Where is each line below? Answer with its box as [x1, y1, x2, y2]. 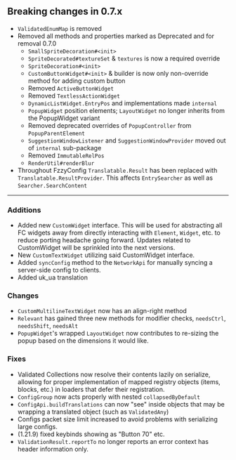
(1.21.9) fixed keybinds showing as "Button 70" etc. [17, 430, 165, 438]
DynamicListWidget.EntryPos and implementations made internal [27, 98, 218, 107]
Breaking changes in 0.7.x [7, 6, 123, 18]
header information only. [17, 445, 89, 453]
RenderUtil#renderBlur [27, 159, 95, 167]
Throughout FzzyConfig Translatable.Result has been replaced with [17, 166, 218, 174]
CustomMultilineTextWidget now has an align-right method [17, 307, 188, 315]
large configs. [17, 422, 58, 431]
